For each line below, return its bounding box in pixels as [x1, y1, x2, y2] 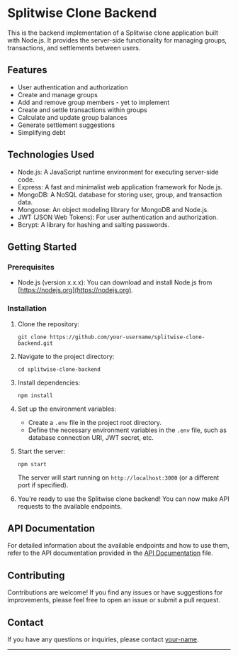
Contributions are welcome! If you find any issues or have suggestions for [7, 588, 223, 597]
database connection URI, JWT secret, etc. [28, 433, 154, 441]
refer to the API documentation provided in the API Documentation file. [7, 548, 214, 558]
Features [7, 64, 47, 76]
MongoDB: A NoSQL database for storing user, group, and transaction [17, 190, 222, 199]
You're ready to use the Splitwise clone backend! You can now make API [17, 495, 229, 503]
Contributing [7, 569, 65, 581]
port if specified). [17, 480, 69, 489]
